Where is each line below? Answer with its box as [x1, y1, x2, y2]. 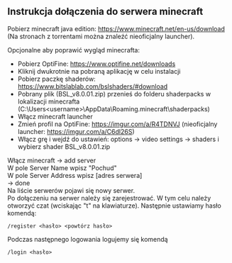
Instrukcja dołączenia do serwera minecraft [7, 6, 204, 18]
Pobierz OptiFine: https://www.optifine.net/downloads [17, 60, 176, 68]
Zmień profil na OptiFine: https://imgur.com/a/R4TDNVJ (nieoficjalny [17, 120, 218, 128]
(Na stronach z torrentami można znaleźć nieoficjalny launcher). [7, 32, 195, 40]
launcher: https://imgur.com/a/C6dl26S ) [17, 127, 135, 135]
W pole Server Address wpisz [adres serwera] [7, 171, 143, 179]
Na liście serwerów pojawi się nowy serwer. [7, 186, 136, 194]
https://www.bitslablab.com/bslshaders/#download [17, 82, 168, 91]
